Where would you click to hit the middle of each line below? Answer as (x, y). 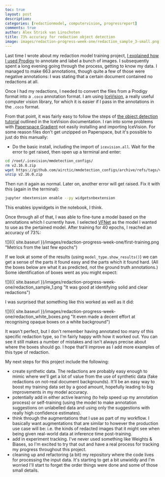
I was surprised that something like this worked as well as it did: (69, 302)
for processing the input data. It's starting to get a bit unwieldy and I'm (83, 460)
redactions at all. (22, 81)
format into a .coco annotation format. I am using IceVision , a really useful (80, 96)
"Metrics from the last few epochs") (41, 247)
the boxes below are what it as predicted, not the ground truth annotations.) (82, 267)
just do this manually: (27, 137)
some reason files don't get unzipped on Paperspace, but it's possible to (79, 132)
